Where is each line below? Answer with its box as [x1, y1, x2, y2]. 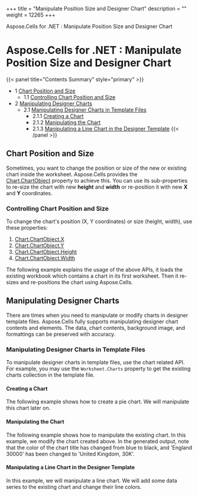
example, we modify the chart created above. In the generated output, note [6, 437, 189, 444]
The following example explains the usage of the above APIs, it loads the [6, 266, 183, 274]
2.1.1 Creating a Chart [32, 112, 84, 119]
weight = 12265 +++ [6, 11, 56, 18]
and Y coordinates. [6, 189, 53, 196]
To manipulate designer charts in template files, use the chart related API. [6, 359, 185, 366]
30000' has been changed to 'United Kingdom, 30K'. [6, 450, 135, 457]
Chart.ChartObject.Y [14, 242, 64, 249]
